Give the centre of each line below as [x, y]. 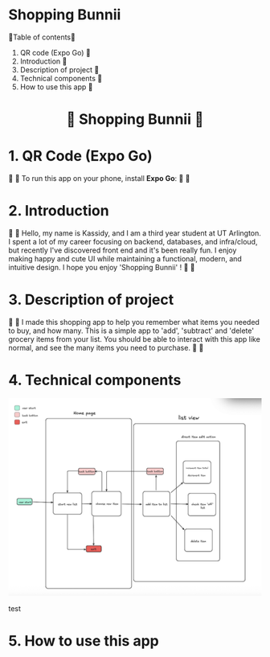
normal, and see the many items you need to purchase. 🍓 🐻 [106, 347]
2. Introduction [59, 211]
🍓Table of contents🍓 [42, 37]
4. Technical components [95, 380]
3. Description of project [91, 300]
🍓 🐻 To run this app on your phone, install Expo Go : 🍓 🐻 [99, 179]
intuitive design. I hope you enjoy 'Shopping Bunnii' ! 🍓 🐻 [102, 267]
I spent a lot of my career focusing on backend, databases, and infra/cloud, [133, 242]
